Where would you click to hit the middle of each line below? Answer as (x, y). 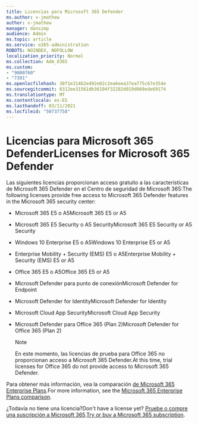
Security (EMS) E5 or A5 (45, 260)
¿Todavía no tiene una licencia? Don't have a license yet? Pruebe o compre (97, 409)
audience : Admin (26, 34)
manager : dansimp (28, 28)
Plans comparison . (29, 397)
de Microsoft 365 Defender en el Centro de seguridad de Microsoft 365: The (99, 189)
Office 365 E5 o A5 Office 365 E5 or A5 (62, 272)
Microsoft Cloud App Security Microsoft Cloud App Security (87, 313)
